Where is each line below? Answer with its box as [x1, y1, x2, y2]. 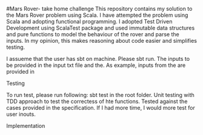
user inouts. [6, 111, 36, 118]
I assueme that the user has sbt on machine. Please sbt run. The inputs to [6, 55, 190, 62]
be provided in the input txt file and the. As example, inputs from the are [6, 61, 186, 69]
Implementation [6, 122, 45, 129]
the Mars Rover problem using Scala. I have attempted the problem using [6, 11, 188, 19]
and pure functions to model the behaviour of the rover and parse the [6, 31, 180, 38]
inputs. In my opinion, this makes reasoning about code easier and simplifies [6, 37, 197, 44]
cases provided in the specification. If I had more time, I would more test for [6, 104, 195, 111]
